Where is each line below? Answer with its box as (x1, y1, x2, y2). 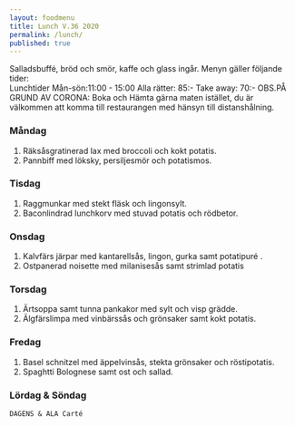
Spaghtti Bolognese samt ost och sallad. (22, 366, 173, 377)
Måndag (9, 124, 47, 137)
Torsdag (9, 283, 47, 295)
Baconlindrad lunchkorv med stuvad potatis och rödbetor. (22, 208, 239, 218)
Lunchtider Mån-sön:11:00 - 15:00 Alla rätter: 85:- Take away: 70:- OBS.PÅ (9, 82, 287, 93)
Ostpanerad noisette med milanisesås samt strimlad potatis (22, 260, 245, 272)
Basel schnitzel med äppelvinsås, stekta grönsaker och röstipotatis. (22, 356, 275, 367)
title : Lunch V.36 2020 (9, 22, 100, 31)
